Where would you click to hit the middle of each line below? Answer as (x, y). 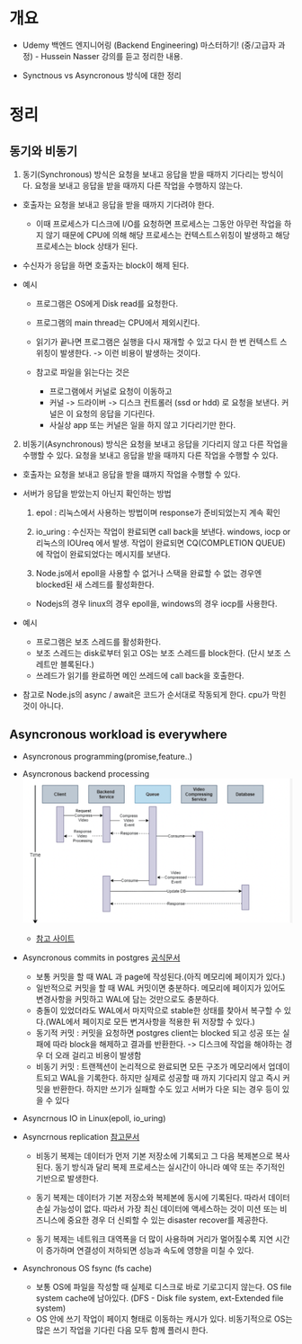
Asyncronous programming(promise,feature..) (107, 756)
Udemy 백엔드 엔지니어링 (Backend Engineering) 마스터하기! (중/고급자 (149, 45)
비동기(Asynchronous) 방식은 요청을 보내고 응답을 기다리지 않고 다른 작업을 (155, 444)
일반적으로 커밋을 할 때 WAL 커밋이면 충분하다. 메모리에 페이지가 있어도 (160, 988)
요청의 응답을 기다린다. (115, 414)
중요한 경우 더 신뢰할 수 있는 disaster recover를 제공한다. (168, 1220)
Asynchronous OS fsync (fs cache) (87, 1268)
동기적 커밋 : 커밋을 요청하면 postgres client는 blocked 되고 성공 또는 (158, 1033)
